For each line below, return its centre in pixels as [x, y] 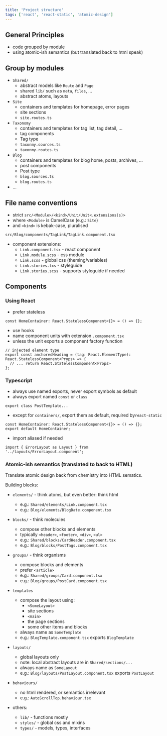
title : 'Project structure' [35, 10]
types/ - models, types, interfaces [55, 728]
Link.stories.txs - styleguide [51, 265]
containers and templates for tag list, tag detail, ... [71, 128]
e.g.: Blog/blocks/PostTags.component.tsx [63, 545]
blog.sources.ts [37, 177]
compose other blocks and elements [58, 529]
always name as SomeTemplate [51, 632]
